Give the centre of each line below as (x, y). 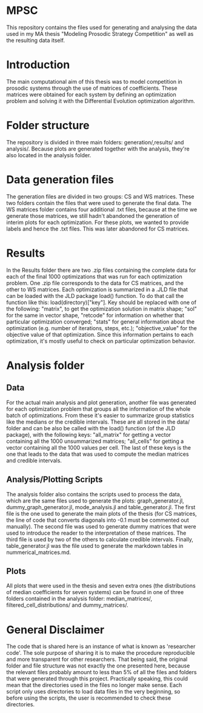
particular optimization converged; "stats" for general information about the (101, 322)
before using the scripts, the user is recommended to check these (89, 698)
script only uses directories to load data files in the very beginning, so (93, 692)
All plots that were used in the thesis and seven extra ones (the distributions (101, 586)
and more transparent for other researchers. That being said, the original (97, 660)
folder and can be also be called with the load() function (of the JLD (91, 428)
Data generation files (60, 180)
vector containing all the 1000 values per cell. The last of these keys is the (98, 447)
